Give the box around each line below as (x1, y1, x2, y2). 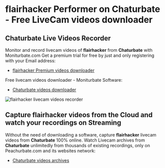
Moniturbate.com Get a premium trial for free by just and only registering (5, 52, 155, 58)
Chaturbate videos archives (12, 157, 70, 163)
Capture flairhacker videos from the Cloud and (5, 111, 153, 119)
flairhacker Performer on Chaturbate (5, 3, 161, 15)
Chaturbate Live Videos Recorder (5, 34, 111, 42)
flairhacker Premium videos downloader (12, 67, 95, 73)
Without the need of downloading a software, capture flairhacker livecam (5, 132, 157, 138)
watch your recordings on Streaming (5, 119, 121, 127)
